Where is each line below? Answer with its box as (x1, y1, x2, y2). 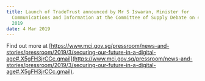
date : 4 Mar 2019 (6, 25, 51, 32)
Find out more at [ (6, 42, 51, 50)
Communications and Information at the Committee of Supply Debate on (12, 15, 195, 21)
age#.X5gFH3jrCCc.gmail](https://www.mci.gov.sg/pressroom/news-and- (6, 55, 193, 62)
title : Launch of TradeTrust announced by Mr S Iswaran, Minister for (6, 8, 190, 15)
